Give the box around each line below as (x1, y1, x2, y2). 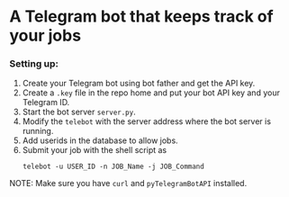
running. (22, 126, 54, 137)
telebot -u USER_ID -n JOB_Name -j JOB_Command (22, 162, 204, 172)
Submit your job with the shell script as (22, 145, 167, 156)
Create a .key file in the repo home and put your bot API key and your (22, 87, 281, 98)
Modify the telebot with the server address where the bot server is (22, 116, 272, 127)
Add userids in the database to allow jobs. (22, 135, 178, 146)
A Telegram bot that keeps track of (9, 6, 274, 27)
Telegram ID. (22, 97, 70, 108)
